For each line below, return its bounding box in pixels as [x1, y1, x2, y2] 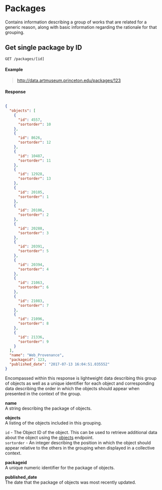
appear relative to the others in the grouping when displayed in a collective [5, 445, 155, 451]
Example [5, 67, 23, 73]
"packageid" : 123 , [9, 358, 47, 362]
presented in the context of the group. [5, 391, 82, 396]
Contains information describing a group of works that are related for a [5, 19, 147, 25]
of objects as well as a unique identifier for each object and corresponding [5, 380, 155, 386]
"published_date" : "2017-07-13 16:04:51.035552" [9, 362, 110, 367]
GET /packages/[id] [5, 57, 45, 61]
